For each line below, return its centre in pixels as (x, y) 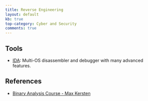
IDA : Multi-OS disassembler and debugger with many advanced (78, 60)
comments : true (21, 28)
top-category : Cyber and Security (41, 24)
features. (22, 66)
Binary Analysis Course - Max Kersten (51, 93)
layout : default (22, 14)
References (23, 81)
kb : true (14, 19)
